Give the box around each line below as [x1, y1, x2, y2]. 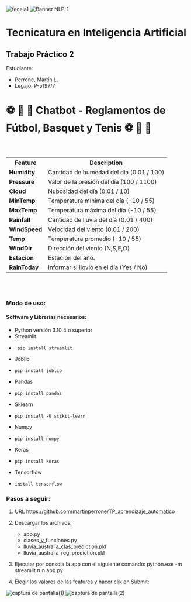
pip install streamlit [17, 345, 73, 351]
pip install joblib [14, 368, 62, 374]
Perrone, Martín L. [14, 76, 58, 83]
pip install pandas [14, 391, 62, 397]
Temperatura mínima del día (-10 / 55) [47, 197, 155, 205]
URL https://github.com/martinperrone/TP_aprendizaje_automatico [14, 508, 175, 515]
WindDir [9, 244, 33, 252]
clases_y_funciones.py [23, 537, 77, 544]
